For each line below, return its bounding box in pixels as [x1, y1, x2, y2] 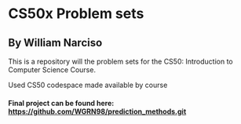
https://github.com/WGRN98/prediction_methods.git [8, 107, 187, 116]
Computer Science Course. [8, 65, 97, 75]
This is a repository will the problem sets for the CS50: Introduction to [8, 57, 233, 66]
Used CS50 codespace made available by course [8, 80, 168, 89]
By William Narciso [8, 36, 103, 49]
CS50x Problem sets [8, 5, 144, 23]
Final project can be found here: [8, 98, 115, 108]
